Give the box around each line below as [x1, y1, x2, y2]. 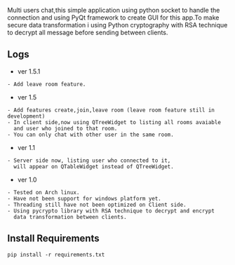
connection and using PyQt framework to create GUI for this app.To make [7, 13, 220, 22]
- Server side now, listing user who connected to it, [7, 157, 171, 164]
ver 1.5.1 [17, 67, 41, 76]
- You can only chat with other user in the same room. [7, 131, 174, 138]
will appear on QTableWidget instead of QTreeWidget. [13, 163, 174, 170]
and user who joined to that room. [13, 125, 118, 132]
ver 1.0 [17, 175, 37, 184]
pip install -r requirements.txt [7, 251, 105, 258]
